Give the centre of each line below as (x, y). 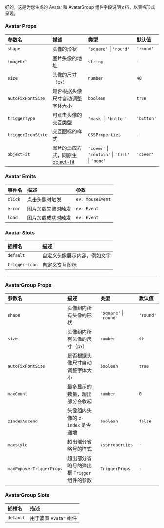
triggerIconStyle (28, 135)
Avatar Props (21, 26)
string (95, 62)
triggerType (21, 118)
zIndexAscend (23, 421)
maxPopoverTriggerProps (35, 469)
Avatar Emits (20, 176)
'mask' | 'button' (108, 119)
